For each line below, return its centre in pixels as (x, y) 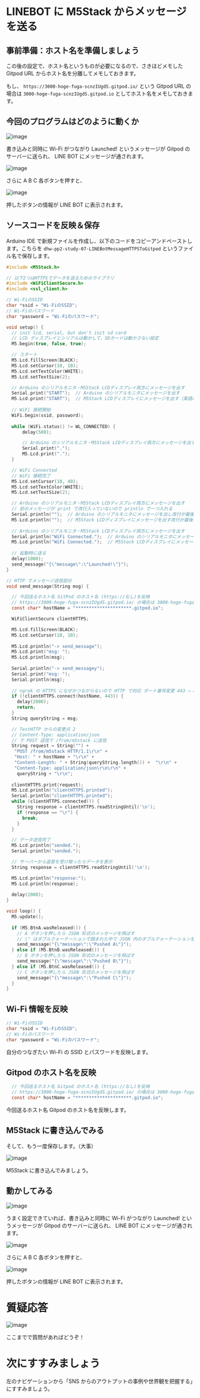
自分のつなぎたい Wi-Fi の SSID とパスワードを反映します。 (79, 1052)
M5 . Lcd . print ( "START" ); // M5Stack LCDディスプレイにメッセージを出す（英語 (102, 399)
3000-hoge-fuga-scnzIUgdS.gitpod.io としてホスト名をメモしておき (106, 93)
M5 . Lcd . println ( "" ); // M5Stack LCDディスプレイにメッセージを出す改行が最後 (102, 520)
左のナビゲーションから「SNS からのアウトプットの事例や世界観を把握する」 (100, 1381)
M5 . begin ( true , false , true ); (49, 344)
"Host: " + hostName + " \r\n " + (54, 757)
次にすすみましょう (53, 1363)
